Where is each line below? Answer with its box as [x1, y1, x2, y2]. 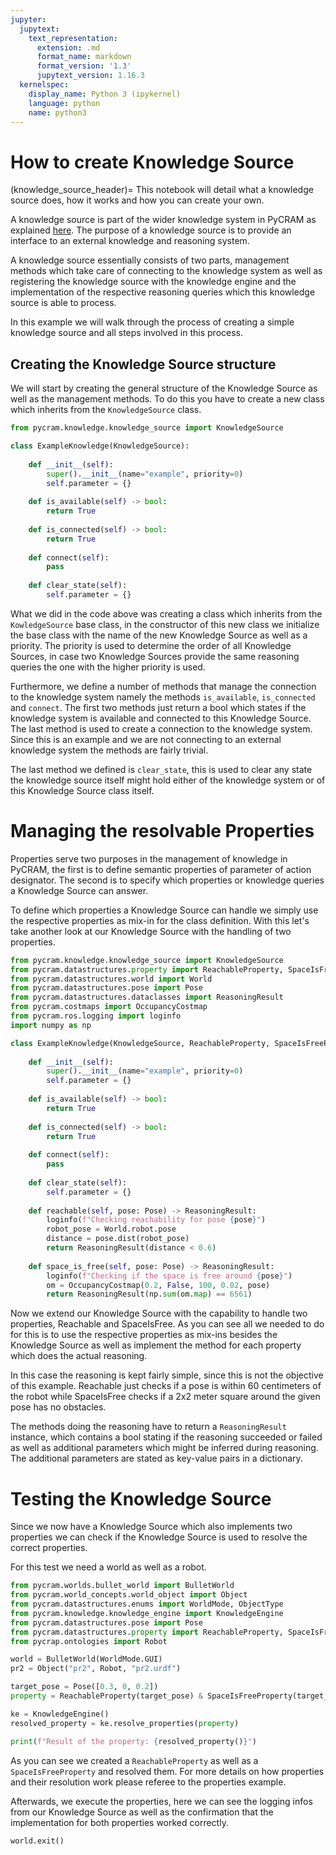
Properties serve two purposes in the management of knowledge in [10, 852, 288, 865]
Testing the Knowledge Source [10, 1487, 272, 1510]
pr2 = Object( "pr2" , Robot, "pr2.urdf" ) [10, 1664, 182, 1674]
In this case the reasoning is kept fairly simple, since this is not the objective [10, 1369, 324, 1381]
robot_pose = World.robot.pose [46, 1224, 177, 1235]
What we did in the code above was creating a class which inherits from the [10, 607, 323, 620]
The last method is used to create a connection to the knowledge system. [10, 722, 313, 735]
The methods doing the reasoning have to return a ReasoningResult [10, 1421, 287, 1433]
